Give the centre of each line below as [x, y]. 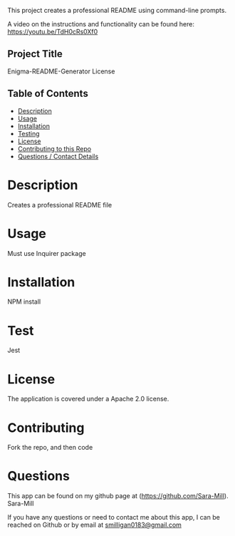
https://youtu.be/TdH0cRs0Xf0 [53, 32]
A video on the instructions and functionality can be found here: [101, 24]
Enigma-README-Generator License [61, 71]
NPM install [24, 301]
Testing [29, 133]
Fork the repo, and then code [50, 448]
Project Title [35, 54]
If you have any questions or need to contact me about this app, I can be [114, 517]
